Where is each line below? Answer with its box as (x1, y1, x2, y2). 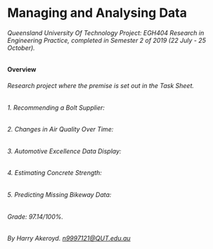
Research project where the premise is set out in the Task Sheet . (7, 81, 195, 89)
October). (7, 44, 35, 52)
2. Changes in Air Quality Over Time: (7, 125, 114, 134)
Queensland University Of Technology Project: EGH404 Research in (7, 28, 205, 37)
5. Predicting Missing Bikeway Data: (7, 191, 112, 199)
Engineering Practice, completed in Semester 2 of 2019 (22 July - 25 (7, 36, 206, 44)
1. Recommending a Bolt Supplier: (7, 103, 105, 112)
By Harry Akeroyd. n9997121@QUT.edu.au (7, 234, 131, 243)
